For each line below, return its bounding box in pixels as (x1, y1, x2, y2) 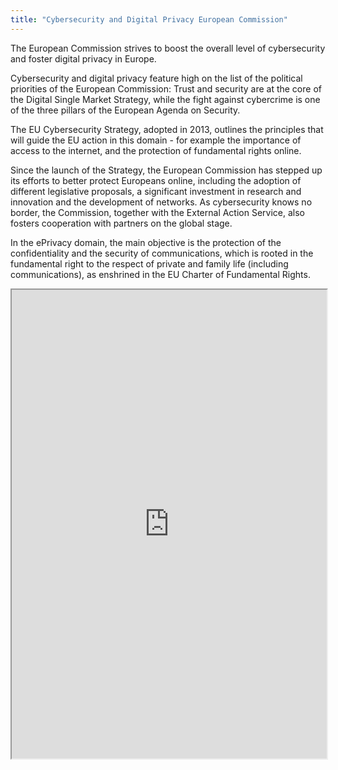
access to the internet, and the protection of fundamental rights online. (10, 144, 302, 156)
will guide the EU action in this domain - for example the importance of (10, 134, 302, 146)
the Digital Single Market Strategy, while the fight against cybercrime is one (10, 93, 321, 105)
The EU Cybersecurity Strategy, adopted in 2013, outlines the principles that (10, 123, 324, 135)
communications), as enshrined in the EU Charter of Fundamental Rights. (10, 268, 311, 280)
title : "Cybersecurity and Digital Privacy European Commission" (10, 14, 288, 25)
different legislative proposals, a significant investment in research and (10, 185, 302, 197)
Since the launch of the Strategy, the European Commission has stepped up (10, 164, 323, 176)
